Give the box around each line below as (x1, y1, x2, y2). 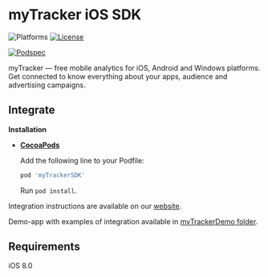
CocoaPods (19, 140, 60, 150)
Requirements (8, 240, 80, 254)
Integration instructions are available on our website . (8, 201, 182, 211)
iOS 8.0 (8, 261, 33, 271)
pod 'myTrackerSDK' (19, 171, 86, 179)
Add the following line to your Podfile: (19, 155, 144, 165)
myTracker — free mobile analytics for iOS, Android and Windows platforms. (8, 62, 261, 73)
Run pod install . (19, 186, 78, 195)
